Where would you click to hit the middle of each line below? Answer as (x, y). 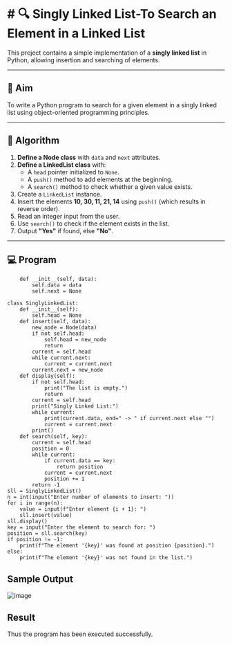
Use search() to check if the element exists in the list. (93, 224)
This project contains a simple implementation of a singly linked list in (107, 53)
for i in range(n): (35, 503)
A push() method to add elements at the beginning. (100, 179)
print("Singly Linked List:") (75, 406)
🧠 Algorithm (33, 141)
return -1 (46, 485)
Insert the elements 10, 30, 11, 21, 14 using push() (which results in (111, 201)
